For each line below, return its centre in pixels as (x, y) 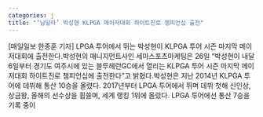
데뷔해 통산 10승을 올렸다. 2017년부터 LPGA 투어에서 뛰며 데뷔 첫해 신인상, (137, 85)
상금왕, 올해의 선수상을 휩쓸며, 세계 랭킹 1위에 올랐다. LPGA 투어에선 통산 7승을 (129, 95)
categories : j (31, 15)
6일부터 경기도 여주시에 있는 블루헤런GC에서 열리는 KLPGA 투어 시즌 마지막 (124, 66)
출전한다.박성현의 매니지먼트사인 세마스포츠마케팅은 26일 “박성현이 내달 (145, 56)
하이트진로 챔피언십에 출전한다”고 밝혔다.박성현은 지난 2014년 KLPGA (135, 75)
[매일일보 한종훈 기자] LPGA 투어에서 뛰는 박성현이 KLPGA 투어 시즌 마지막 (123, 46)
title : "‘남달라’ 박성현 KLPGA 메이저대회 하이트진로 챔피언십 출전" (106, 23)
